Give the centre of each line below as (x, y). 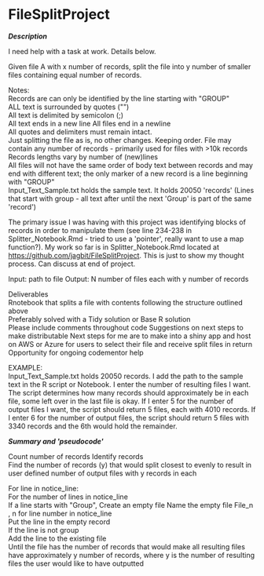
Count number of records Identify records (76, 456)
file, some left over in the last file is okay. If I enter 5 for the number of (121, 401)
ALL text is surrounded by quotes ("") (69, 107)
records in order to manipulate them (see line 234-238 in (100, 230)
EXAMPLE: (26, 367)
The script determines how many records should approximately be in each (128, 392)
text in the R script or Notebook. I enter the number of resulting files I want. (130, 384)
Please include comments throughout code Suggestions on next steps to (126, 327)
